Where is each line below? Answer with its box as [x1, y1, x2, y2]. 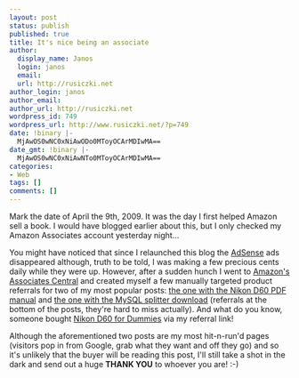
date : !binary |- [9, 129, 74, 138]
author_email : [9, 95, 62, 105]
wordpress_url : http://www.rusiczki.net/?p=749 [9, 121, 190, 130]
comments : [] [9, 187, 58, 196]
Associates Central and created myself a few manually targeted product [9, 276, 273, 286]
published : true [9, 29, 69, 38]
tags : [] [9, 179, 42, 188]
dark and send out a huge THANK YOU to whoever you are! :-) [9, 359, 239, 369]
